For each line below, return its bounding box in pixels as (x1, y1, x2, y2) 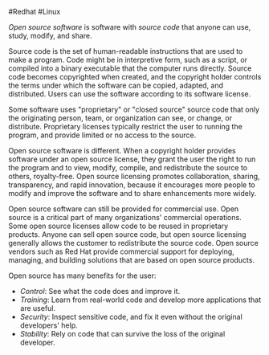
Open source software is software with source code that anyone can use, (8, 22, 251, 31)
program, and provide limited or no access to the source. (8, 130, 197, 140)
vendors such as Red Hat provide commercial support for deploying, (8, 247, 234, 256)
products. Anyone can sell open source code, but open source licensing (8, 230, 247, 239)
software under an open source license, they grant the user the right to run (8, 154, 256, 164)
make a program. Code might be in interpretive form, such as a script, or (8, 55, 247, 64)
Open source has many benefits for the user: (8, 271, 157, 280)
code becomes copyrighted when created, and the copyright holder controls (8, 72, 262, 81)
